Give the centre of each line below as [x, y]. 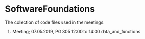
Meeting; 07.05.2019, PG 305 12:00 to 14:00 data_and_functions [76, 31]
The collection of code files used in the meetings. [55, 22]
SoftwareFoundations [50, 9]
